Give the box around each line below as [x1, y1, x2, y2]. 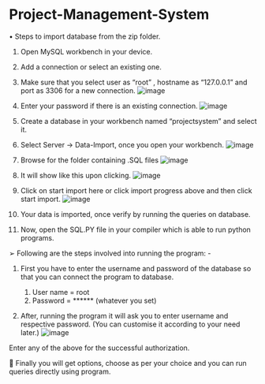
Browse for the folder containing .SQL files [20, 155, 159, 165]
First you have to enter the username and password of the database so [20, 263, 252, 273]
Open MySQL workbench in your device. [20, 47, 153, 56]
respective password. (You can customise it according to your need [20, 319, 241, 329]
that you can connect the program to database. [20, 272, 174, 281]
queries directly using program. [9, 367, 111, 376]
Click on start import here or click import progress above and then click [20, 185, 252, 195]
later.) [20, 327, 40, 337]
